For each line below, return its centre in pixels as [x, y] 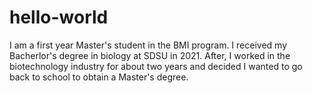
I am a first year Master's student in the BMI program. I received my [148, 45]
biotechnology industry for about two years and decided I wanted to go [156, 66]
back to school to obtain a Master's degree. [99, 77]
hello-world [59, 17]
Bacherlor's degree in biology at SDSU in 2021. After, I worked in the [150, 55]
